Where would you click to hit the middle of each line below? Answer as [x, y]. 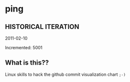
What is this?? [27, 63]
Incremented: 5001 [24, 48]
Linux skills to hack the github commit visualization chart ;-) [65, 74]
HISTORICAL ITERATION [42, 27]
